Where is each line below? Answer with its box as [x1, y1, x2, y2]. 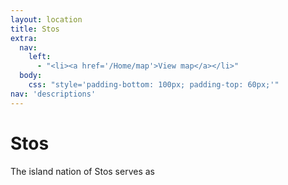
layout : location [10, 14, 83, 25]
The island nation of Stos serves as [10, 165, 155, 177]
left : [28, 52, 52, 62]
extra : [10, 33, 38, 43]
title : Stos [10, 24, 60, 34]
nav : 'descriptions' [10, 89, 97, 99]
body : [19, 71, 43, 81]
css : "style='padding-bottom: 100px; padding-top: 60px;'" [28, 80, 280, 90]
